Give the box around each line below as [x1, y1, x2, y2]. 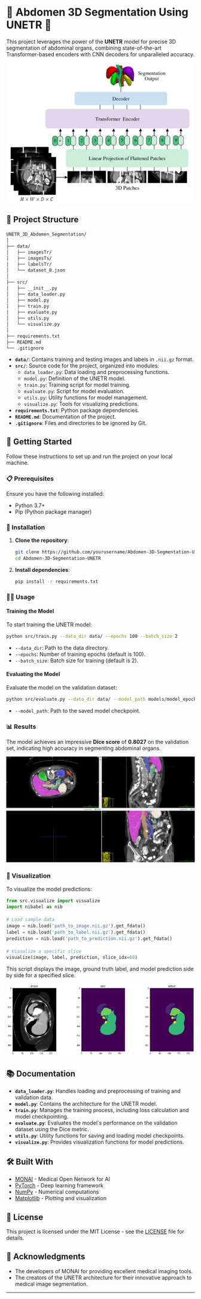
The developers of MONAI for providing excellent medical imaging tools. [14, 1267, 193, 1274]
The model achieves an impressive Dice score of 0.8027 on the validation [6, 739, 189, 746]
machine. [6, 459, 29, 466]
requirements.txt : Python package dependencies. [14, 406, 139, 414]
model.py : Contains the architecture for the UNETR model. [14, 1100, 157, 1108]
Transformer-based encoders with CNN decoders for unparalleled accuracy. [6, 50, 195, 58]
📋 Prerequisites [6, 474, 54, 483]
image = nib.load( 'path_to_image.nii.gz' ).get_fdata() [6, 923, 146, 929]
